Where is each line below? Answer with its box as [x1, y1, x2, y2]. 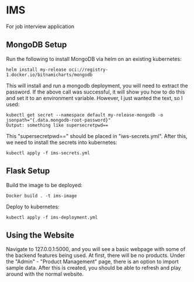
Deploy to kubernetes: [6, 203, 60, 210]
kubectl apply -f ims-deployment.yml [6, 214, 98, 220]
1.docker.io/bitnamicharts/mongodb [6, 71, 93, 78]
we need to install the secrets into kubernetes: [6, 139, 118, 146]
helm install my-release [6, 67, 67, 73]
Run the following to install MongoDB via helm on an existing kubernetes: [6, 55, 182, 62]
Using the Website [6, 230, 75, 240]
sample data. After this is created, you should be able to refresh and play [6, 264, 181, 271]
